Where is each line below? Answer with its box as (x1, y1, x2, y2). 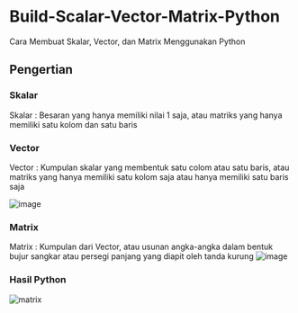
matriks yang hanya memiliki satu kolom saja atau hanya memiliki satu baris (9, 171, 289, 182)
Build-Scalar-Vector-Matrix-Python (9, 6, 281, 27)
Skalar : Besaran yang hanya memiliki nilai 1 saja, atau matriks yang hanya (9, 110, 283, 121)
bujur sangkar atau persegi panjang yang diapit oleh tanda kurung (9, 251, 254, 262)
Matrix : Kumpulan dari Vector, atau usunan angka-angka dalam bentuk (9, 241, 273, 253)
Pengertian (9, 62, 74, 77)
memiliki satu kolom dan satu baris (9, 119, 138, 130)
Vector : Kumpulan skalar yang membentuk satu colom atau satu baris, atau (9, 162, 290, 173)
